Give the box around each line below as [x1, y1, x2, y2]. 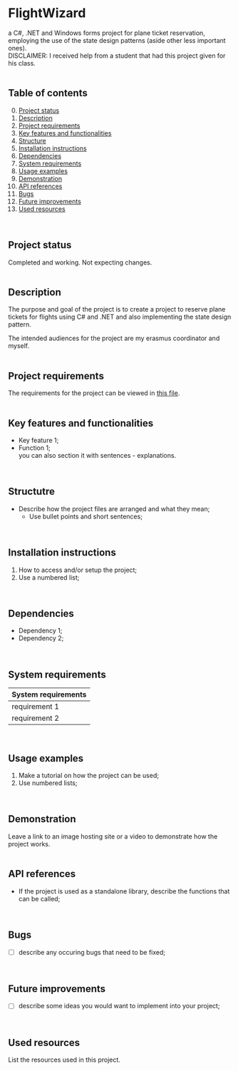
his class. [8, 58, 36, 67]
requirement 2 [11, 713, 60, 723]
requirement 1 [11, 702, 60, 712]
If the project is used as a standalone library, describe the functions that [18, 886, 230, 896]
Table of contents [8, 87, 88, 99]
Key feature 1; [18, 436, 59, 444]
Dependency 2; [18, 634, 64, 642]
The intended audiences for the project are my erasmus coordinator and [8, 334, 220, 343]
